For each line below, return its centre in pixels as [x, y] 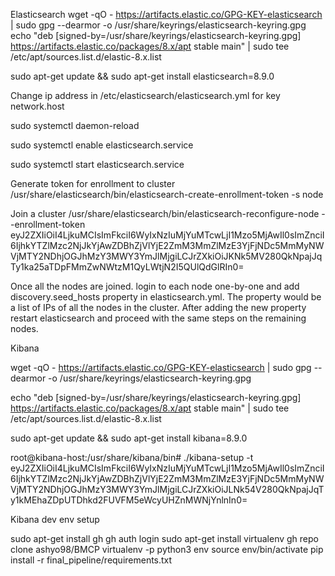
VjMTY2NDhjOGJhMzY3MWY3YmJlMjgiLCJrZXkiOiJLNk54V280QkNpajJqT [167, 489]
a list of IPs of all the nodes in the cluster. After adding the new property [158, 307]
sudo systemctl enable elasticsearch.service [102, 145]
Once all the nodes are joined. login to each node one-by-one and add [155, 286]
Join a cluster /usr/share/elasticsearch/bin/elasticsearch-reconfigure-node [165, 213]
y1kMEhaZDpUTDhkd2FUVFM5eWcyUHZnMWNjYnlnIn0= [129, 500]
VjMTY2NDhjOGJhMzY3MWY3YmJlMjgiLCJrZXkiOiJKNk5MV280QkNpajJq [166, 256]
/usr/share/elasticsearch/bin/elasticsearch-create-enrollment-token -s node [167, 194]
